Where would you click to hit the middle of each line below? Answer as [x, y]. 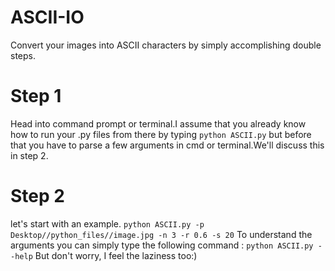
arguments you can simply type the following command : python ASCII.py [162, 245]
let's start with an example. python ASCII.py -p [107, 223]
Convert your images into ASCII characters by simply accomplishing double [166, 45]
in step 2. [29, 155]
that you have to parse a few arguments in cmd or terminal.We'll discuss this [167, 145]
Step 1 [36, 96]
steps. [23, 55]
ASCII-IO [47, 17]
